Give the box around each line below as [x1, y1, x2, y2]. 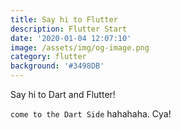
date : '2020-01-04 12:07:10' [10, 33, 132, 43]
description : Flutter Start [10, 24, 128, 34]
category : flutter [10, 52, 87, 62]
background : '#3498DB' [10, 61, 105, 71]
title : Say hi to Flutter [10, 14, 118, 25]
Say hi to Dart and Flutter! [10, 89, 116, 100]
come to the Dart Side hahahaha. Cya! [10, 108, 172, 120]
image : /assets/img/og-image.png [10, 42, 150, 53]
